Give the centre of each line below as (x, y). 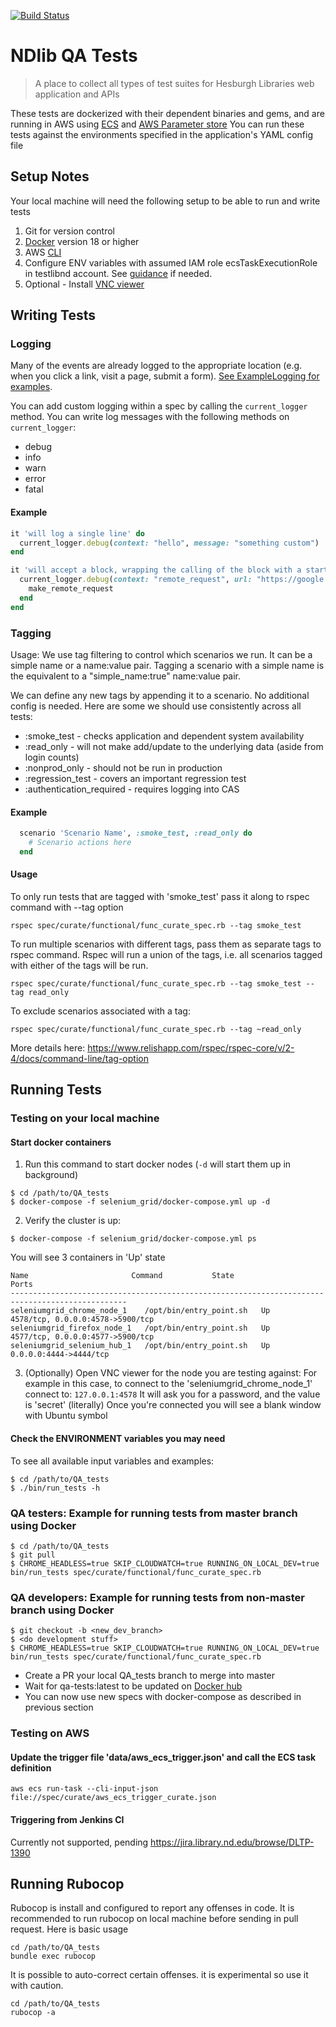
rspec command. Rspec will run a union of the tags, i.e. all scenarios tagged (166, 954)
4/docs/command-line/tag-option (79, 1058)
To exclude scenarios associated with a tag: (100, 1011)
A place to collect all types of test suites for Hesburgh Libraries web (174, 83)
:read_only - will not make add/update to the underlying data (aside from (174, 746)
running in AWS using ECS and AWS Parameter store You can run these (157, 124)
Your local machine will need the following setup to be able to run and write (165, 201)
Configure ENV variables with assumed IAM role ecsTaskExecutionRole (171, 262)
